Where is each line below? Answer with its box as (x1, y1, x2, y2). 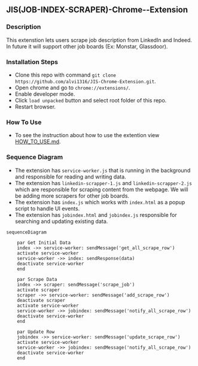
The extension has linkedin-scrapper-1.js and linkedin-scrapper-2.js (14, 179, 193, 186)
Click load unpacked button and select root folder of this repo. (14, 96, 167, 104)
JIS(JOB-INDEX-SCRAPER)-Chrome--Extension (6, 5, 188, 15)
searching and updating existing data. (14, 217, 108, 225)
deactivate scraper (17, 297, 66, 303)
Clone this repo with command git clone (14, 71, 117, 78)
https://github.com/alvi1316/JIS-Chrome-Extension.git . (14, 77, 157, 84)
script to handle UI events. (14, 205, 80, 212)
